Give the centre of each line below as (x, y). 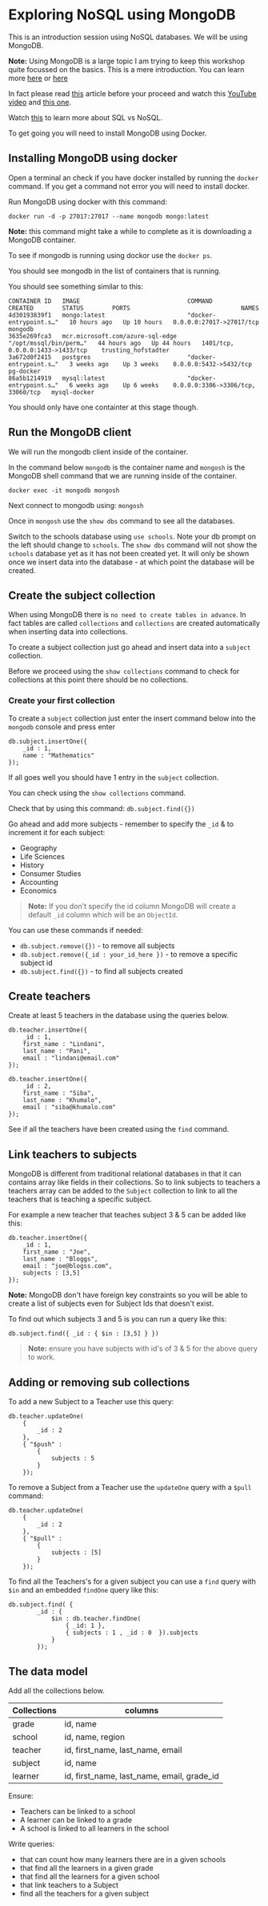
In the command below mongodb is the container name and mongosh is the (127, 467)
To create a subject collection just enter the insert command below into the (132, 718)
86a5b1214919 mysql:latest (57, 378)
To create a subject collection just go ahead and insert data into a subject (130, 648)
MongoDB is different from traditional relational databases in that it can (125, 1174)
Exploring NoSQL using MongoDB (122, 15)
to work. (42, 1357)
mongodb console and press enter (62, 726)
